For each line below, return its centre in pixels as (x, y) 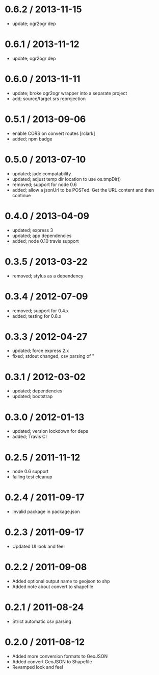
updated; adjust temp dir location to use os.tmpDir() (67, 179)
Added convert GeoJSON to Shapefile (52, 661)
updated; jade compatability (42, 173)
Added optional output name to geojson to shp (61, 581)
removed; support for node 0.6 (44, 184)
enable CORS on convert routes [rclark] (54, 133)
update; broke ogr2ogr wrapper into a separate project (70, 93)
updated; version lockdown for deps (50, 431)
